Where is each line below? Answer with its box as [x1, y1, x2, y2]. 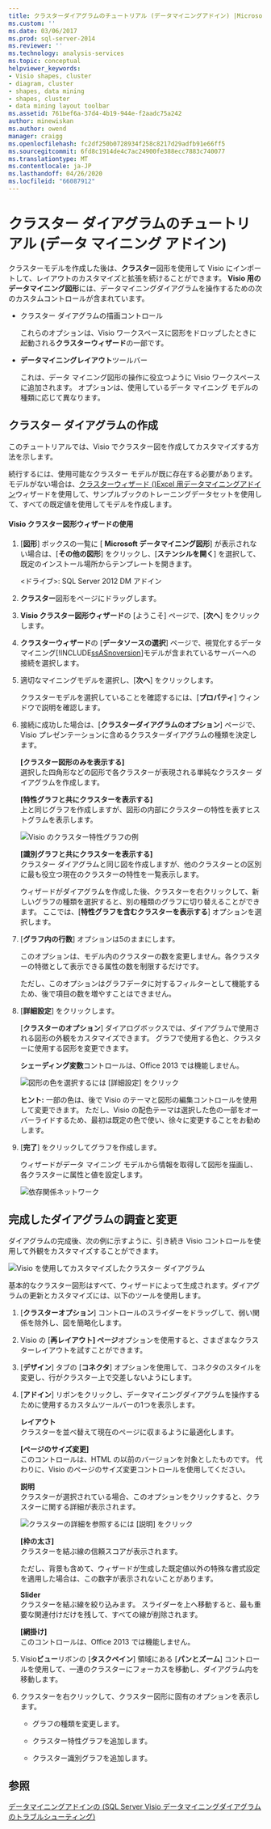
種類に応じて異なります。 [19, 392, 105, 402]
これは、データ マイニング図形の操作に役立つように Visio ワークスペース [19, 372, 261, 382]
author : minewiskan [8, 117, 74, 125]
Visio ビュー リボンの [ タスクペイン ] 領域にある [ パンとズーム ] [19, 1653, 223, 1663]
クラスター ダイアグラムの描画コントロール [19, 311, 164, 320]
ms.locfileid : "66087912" [8, 177, 95, 186]
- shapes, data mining [8, 87, 85, 95]
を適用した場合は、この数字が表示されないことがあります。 [19, 1573, 218, 1583]
